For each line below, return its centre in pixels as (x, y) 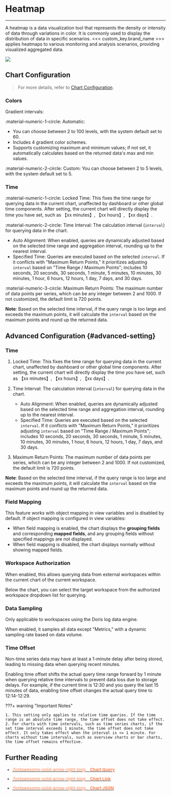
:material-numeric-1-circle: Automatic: (45, 122)
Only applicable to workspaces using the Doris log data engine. (72, 619)
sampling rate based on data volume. (44, 634)
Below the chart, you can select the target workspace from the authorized (83, 589)
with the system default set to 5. (39, 174)
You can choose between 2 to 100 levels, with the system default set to (87, 132)
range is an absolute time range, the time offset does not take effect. (85, 720)
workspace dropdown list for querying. (46, 595)
